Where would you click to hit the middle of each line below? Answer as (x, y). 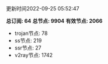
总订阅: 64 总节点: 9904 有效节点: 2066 (54, 21)
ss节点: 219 (28, 40)
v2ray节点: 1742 (34, 55)
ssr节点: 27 (28, 48)
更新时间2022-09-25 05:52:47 (43, 8)
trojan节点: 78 (31, 33)
